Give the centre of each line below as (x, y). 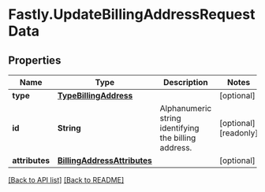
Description (186, 82)
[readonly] (239, 133)
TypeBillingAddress (95, 96)
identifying (179, 128)
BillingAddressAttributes (105, 161)
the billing (178, 138)
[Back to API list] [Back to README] (66, 180)
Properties (35, 60)
